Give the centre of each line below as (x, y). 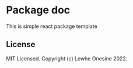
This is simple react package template (52, 26)
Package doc (38, 10)
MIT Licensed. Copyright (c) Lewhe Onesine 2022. (67, 58)
